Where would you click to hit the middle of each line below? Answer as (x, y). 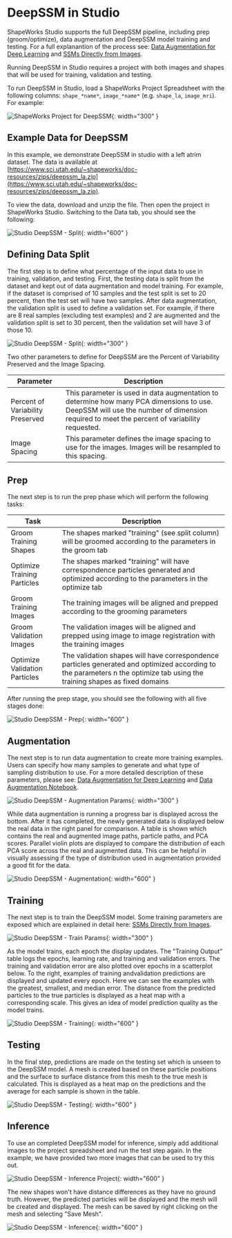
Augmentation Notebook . (43, 787)
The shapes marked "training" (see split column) (141, 533)
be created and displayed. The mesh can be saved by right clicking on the (113, 1206)
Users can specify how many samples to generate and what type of (104, 765)
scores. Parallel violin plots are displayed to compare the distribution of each (116, 843)
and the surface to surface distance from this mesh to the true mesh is (107, 1076)
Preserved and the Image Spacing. (56, 364)
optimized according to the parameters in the (135, 579)
